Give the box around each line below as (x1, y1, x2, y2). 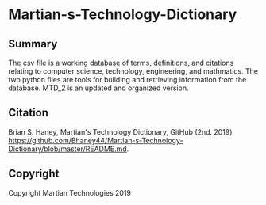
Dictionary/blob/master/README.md (8, 144, 127, 154)
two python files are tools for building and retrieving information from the (8, 75, 247, 84)
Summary (8, 37, 58, 51)
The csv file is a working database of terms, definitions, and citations (8, 58, 234, 67)
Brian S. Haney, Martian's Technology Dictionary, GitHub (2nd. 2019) (8, 127, 233, 136)
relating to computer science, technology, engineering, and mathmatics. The (8, 66, 258, 76)
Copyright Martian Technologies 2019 (8, 188, 132, 197)
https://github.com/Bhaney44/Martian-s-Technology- (8, 135, 183, 145)
